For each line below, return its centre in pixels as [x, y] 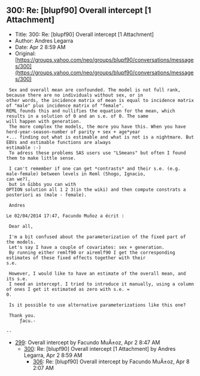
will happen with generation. [44, 121]
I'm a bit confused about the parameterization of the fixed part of [97, 237]
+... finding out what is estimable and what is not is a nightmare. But [100, 137]
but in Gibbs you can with [43, 184]
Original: [25, 53]
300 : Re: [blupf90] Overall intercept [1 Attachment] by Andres [100, 348]
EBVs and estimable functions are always [59, 142]
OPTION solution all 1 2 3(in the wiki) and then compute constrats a [96, 189]
